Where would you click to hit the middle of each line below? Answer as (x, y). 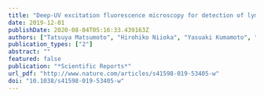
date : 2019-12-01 (37, 23)
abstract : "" (29, 52)
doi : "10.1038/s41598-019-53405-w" (66, 81)
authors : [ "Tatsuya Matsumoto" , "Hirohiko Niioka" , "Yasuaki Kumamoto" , (130, 37)
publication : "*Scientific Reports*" (70, 66)
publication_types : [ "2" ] (50, 45)
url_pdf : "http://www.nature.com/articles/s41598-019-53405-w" (114, 74)
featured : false (35, 59)
